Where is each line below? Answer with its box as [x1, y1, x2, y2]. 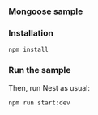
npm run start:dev [8, 99, 70, 107]
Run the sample [8, 65, 71, 76]
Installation [8, 27, 54, 38]
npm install [8, 46, 49, 54]
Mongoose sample [8, 6, 83, 17]
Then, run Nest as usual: [8, 83, 91, 92]
